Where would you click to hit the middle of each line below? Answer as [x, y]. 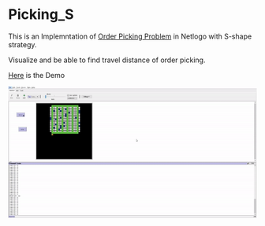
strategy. [22, 44]
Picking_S [41, 15]
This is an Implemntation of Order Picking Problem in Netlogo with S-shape [130, 36]
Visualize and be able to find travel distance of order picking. [107, 60]
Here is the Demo [37, 75]
